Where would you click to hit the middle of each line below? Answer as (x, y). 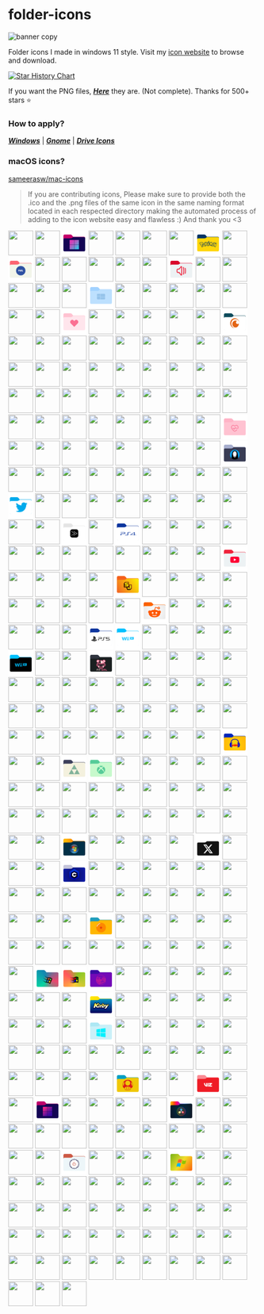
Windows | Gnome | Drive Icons (61, 141)
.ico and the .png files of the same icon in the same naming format (136, 202)
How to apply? (36, 123)
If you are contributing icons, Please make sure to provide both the (136, 194)
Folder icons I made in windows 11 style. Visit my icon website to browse (126, 52)
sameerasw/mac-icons (46, 178)
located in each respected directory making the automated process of (142, 211)
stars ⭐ (20, 100)
